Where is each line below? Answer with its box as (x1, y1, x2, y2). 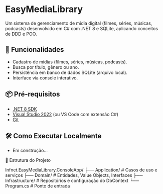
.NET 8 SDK (12, 106, 37, 112)
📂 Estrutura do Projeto (5, 157, 51, 163)
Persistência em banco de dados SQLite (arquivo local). (12, 69, 128, 75)
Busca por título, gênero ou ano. (12, 64, 79, 70)
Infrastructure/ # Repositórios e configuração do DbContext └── (5, 177, 139, 184)
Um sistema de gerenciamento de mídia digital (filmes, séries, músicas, (5, 20, 152, 26)
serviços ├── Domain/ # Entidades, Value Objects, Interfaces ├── (5, 172, 143, 178)
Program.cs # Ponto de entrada (5, 183, 70, 189)
